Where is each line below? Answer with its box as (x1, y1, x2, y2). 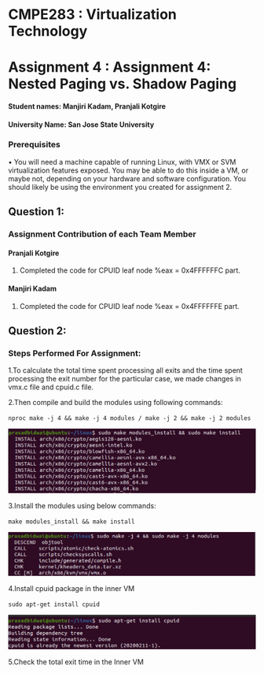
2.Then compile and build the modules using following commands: (8, 398, 223, 407)
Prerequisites (8, 139, 60, 151)
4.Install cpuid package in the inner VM (8, 583, 135, 593)
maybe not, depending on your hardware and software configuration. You (8, 173, 246, 183)
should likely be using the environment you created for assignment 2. (8, 182, 233, 191)
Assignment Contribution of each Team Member (8, 229, 196, 240)
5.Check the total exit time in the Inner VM (8, 657, 144, 667)
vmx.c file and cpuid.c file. (8, 382, 94, 392)
